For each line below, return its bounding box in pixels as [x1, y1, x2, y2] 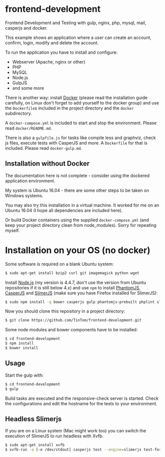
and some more [12, 85, 44, 91]
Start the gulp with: [5, 372, 44, 378]
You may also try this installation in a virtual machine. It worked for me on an [5, 202, 160, 208]
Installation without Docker [5, 159, 90, 168]
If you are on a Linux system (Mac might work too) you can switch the [5, 428, 146, 434]
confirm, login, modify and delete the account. [5, 39, 99, 45]
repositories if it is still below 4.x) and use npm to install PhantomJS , [5, 284, 141, 290]
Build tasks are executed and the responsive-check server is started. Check [5, 395, 159, 401]
